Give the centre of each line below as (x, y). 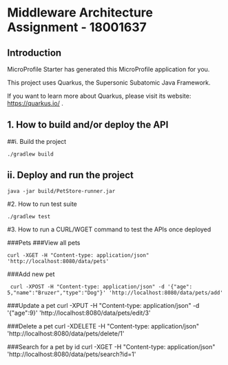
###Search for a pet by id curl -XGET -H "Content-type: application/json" (111, 346)
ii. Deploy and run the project (71, 175)
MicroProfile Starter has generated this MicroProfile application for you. (108, 69)
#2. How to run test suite (42, 204)
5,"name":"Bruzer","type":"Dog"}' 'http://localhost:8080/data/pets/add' (115, 293)
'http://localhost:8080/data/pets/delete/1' (66, 333)
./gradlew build (30, 154)
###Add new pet (31, 274)
